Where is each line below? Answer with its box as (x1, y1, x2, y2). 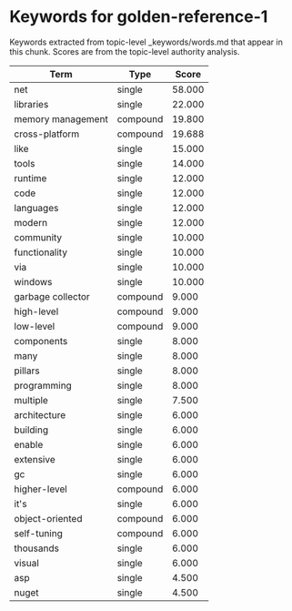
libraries (14, 97, 49, 110)
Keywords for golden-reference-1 (9, 6, 268, 27)
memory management (14, 112, 109, 125)
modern (14, 216, 48, 229)
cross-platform (14, 127, 80, 140)
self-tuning (14, 526, 64, 539)
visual (14, 556, 39, 569)
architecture (14, 408, 66, 421)
